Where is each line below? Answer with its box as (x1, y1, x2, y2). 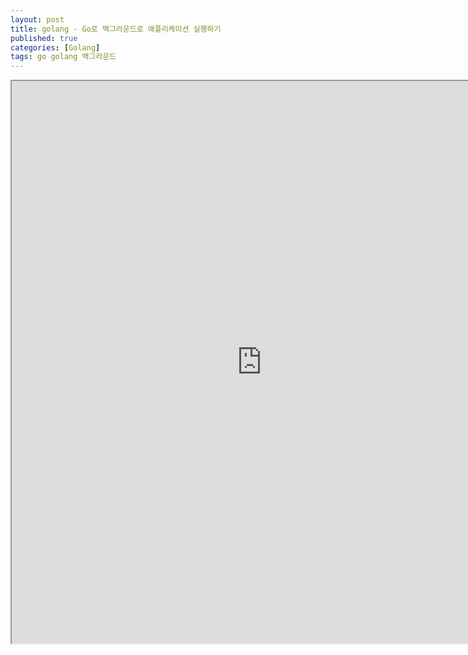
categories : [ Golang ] (10, 42, 101, 53)
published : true (10, 33, 78, 43)
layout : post (10, 14, 65, 25)
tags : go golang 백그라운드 (10, 52, 117, 62)
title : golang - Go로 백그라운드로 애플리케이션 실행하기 (10, 24, 222, 34)
